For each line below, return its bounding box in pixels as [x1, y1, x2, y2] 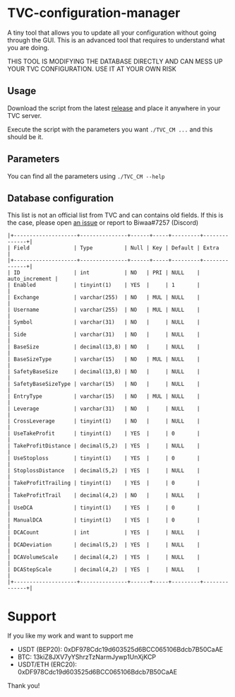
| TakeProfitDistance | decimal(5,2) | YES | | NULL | [7, 443, 200, 450]
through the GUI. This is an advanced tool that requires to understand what [7, 35, 225, 44]
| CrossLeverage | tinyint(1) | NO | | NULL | [7, 418, 200, 425]
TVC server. [7, 111, 42, 119]
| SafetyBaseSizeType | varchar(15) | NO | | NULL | [7, 380, 200, 388]
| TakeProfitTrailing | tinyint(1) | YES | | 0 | [7, 479, 200, 487]
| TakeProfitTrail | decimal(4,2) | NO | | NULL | [7, 492, 200, 499]
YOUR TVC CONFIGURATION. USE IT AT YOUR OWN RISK [7, 64, 176, 73]
